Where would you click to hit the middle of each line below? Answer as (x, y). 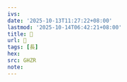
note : (15, 67)
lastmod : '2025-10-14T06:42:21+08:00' (65, 27)
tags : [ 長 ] (23, 47)
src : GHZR (22, 61)
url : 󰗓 (17, 41)
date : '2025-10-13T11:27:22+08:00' (60, 21)
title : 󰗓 (20, 34)
